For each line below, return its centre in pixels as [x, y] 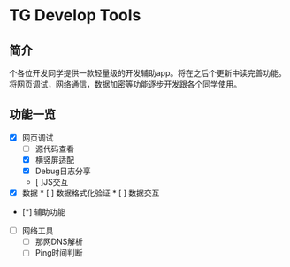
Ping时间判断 [59, 253]
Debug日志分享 [63, 171]
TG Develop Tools [75, 15]
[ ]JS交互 [52, 182]
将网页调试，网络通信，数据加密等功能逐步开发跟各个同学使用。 [125, 84]
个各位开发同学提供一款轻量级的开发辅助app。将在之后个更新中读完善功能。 [148, 73]
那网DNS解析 [59, 242]
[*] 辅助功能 [43, 212]
